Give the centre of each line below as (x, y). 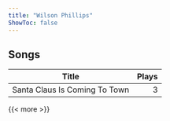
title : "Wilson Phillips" (50, 15)
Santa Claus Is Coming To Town (71, 90)
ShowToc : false (33, 23)
